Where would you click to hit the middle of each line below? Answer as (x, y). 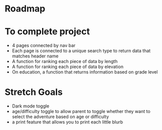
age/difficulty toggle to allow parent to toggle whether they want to (81, 111)
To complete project (47, 32)
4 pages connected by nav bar (44, 45)
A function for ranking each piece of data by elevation (68, 67)
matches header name (35, 56)
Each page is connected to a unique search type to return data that (81, 51)
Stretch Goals (34, 92)
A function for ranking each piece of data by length (65, 61)
